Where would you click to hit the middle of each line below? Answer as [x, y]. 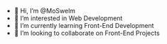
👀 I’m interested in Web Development [68, 18]
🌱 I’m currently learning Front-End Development [84, 25]
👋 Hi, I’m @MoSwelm [45, 11]
